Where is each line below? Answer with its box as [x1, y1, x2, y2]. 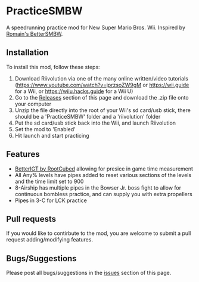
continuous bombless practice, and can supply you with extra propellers [14, 190, 192, 197]
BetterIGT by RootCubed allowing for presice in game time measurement [14, 165, 194, 172]
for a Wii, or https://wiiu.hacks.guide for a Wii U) [14, 88, 133, 95]
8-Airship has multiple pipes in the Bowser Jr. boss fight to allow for [14, 184, 182, 191]
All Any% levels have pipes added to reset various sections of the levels [14, 171, 192, 178]
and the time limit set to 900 [14, 178, 84, 185]
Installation [6, 48, 49, 58]
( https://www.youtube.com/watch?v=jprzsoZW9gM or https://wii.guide [14, 81, 189, 88]
